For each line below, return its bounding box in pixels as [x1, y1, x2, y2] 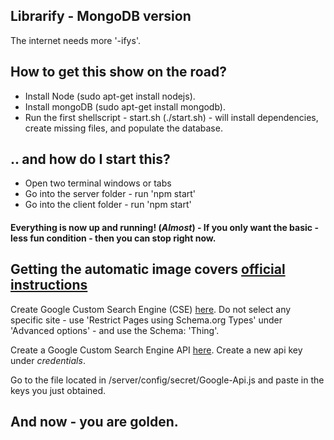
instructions [10, 277, 88, 294]
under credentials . [10, 354, 86, 366]
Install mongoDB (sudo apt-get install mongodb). [24, 100, 226, 113]
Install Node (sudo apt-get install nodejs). [24, 90, 196, 102]
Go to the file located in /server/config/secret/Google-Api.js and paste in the [10, 374, 325, 386]
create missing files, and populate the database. [24, 122, 223, 134]
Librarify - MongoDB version [10, 8, 192, 25]
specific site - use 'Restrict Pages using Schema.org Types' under [10, 314, 283, 326]
